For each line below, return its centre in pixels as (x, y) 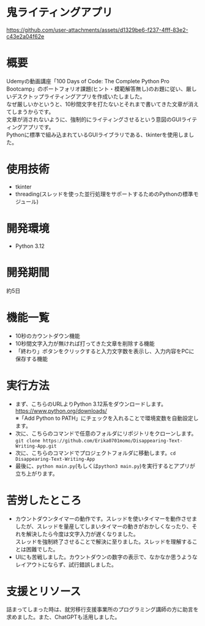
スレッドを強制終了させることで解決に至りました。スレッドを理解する (104, 542)
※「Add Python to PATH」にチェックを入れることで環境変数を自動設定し (107, 418)
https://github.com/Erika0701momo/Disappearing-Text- (113, 441)
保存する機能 (31, 359)
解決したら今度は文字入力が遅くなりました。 (82, 534)
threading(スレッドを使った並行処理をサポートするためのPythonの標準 (104, 194)
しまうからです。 (33, 111)
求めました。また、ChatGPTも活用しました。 (63, 617)
